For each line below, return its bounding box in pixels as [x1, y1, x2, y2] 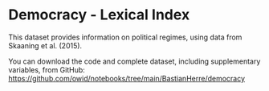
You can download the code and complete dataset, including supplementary [8, 56, 261, 66]
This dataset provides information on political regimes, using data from [8, 32, 243, 42]
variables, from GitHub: [8, 64, 86, 74]
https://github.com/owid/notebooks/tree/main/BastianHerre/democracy [8, 73, 246, 83]
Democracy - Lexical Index [8, 6, 190, 24]
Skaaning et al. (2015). [8, 40, 83, 50]
